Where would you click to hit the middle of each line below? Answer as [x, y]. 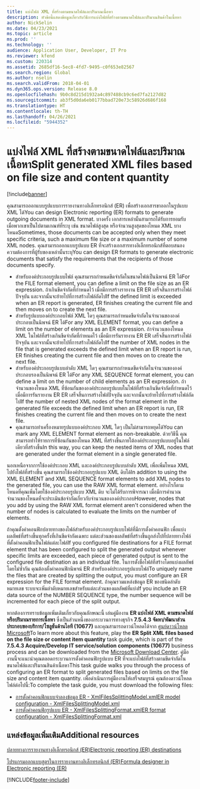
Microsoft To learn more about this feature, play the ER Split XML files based [100, 633]
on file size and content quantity [88, 177]
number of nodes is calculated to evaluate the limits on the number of [92, 511]
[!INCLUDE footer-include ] [38, 779]
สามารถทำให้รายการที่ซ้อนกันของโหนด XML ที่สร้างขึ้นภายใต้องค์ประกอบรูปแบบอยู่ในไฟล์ [102, 441]
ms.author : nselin [29, 78]
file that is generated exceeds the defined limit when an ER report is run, [104, 349]
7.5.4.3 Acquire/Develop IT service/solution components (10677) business [100, 646]
